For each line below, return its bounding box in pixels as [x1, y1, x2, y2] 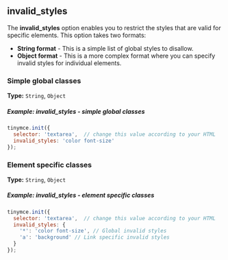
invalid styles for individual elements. [16, 58, 122, 67]
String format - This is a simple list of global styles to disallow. [16, 44, 194, 52]
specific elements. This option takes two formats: [7, 31, 147, 39]
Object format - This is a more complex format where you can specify [16, 51, 216, 60]
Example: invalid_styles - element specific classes [7, 191, 155, 200]
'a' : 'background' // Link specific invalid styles [19, 234, 170, 241]
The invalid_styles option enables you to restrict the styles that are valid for [7, 23, 221, 32]
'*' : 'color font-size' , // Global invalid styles [19, 228, 167, 235]
